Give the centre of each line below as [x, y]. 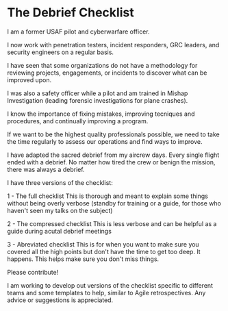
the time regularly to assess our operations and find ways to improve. [105, 141]
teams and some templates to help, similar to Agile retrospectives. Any [106, 293]
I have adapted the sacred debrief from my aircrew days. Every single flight [113, 155]
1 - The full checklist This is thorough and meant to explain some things [108, 196]
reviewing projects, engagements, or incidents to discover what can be [107, 73]
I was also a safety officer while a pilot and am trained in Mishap [98, 93]
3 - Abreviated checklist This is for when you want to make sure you [103, 244]
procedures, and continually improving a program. [78, 121]
